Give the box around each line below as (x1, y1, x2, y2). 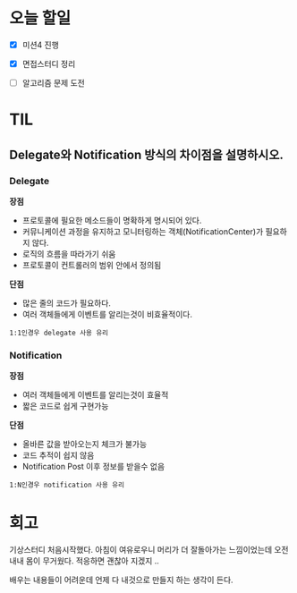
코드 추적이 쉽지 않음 (21, 450, 95, 461)
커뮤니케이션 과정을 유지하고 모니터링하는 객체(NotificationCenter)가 (21, 226, 264, 237)
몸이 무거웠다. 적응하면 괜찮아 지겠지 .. (25, 555, 159, 566)
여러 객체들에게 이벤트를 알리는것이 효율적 (21, 390, 169, 401)
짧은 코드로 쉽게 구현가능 (21, 401, 109, 411)
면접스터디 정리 (21, 59, 76, 69)
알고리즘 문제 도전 (21, 78, 85, 89)
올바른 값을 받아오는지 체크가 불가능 (21, 439, 148, 450)
